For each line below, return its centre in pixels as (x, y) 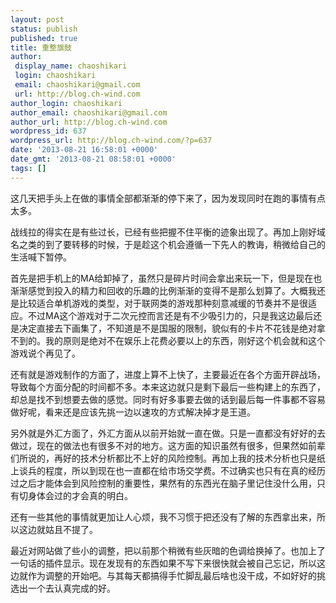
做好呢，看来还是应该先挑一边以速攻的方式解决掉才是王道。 (133, 412)
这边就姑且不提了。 (58, 529)
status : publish (44, 29)
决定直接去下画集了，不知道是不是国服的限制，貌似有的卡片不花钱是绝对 (167, 328)
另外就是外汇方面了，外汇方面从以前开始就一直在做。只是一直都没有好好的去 (168, 433)
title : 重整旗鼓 (41, 47)
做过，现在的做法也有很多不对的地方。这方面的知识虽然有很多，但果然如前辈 (168, 445)
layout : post (37, 19)
